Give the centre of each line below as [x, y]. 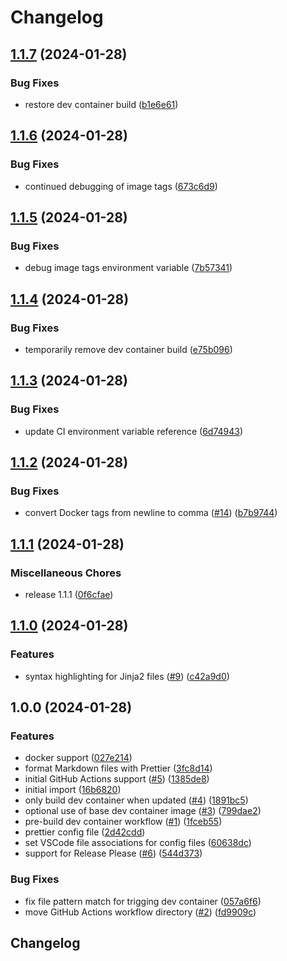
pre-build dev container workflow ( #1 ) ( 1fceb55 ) [123, 822]
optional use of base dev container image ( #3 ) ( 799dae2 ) [143, 811]
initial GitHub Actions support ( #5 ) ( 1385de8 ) [117, 779]
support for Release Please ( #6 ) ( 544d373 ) [113, 853]
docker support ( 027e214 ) [78, 758]
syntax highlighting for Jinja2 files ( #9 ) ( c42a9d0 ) [127, 676]
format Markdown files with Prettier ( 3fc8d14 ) [118, 768]
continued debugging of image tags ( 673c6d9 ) [121, 186]
